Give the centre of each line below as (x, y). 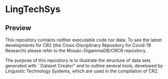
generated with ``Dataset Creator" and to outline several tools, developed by (84, 66)
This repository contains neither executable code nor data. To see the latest (84, 40)
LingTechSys (33, 9)
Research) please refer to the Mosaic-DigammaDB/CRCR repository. (76, 51)
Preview (18, 28)
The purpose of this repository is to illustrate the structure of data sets (78, 60)
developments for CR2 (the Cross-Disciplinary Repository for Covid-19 (78, 45)
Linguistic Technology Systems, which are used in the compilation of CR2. (82, 71)
